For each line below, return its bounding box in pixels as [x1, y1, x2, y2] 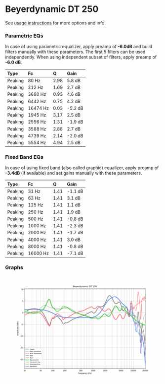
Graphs [5, 264, 23, 271]
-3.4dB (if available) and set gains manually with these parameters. [5, 170, 142, 176]
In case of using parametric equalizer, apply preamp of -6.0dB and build [5, 44, 153, 50]
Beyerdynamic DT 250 [5, 3, 99, 15]
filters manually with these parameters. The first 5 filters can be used [5, 49, 146, 55]
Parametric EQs [5, 32, 43, 39]
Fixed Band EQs [5, 153, 43, 160]
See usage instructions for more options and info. [5, 20, 106, 26]
